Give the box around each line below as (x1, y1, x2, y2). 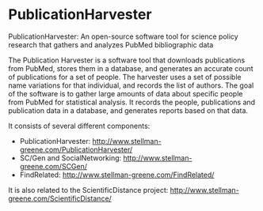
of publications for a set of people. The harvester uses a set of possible (8, 72, 242, 81)
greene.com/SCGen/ (19, 161, 88, 171)
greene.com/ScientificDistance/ (8, 194, 112, 203)
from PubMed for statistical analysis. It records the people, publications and (8, 97, 256, 107)
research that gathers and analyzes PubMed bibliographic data (8, 40, 214, 49)
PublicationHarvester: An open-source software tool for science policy (8, 32, 239, 41)
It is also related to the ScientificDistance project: (8, 185, 169, 194)
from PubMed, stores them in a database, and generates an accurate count (8, 63, 253, 73)
